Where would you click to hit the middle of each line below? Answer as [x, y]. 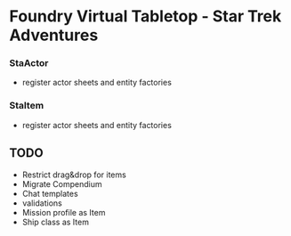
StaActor [29, 63]
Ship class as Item [55, 222]
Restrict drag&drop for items [74, 175]
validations [42, 203]
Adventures [54, 35]
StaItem [27, 106]
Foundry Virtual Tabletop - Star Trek [145, 16]
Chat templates [50, 193]
